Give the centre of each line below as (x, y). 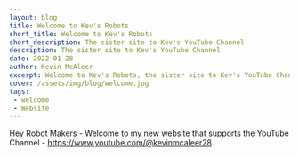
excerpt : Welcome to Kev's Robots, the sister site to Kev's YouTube (141, 75)
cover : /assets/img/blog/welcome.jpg (79, 83)
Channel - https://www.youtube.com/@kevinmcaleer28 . (112, 143)
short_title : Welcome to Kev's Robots (81, 34)
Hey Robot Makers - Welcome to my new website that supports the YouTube (149, 133)
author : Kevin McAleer (51, 67)
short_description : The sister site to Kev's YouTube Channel (127, 42)
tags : (19, 91)
